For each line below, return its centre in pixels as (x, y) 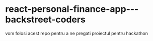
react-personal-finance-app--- (72, 9)
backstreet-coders (45, 20)
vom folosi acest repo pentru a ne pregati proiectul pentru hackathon (77, 33)
